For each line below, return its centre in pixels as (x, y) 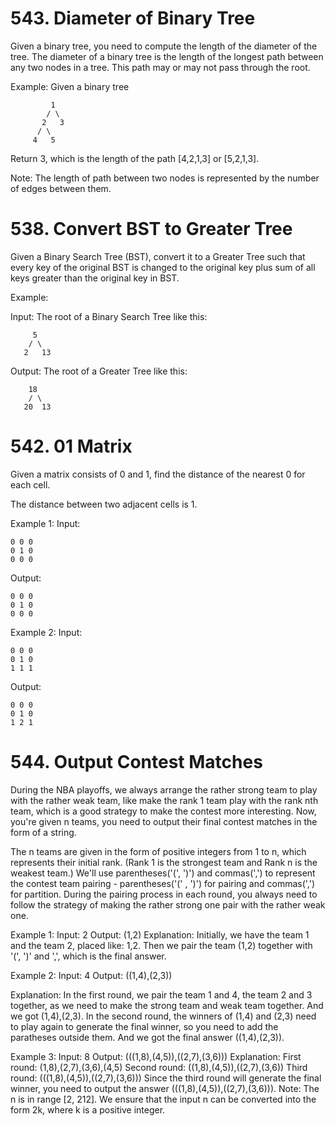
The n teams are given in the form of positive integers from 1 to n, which (158, 851)
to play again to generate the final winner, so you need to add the (144, 1026)
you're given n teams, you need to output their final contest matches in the (164, 821)
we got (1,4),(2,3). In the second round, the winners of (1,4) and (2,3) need (163, 1016)
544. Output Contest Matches (136, 762)
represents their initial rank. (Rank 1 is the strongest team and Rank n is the (164, 862)
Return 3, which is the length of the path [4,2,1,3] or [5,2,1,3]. (135, 158)
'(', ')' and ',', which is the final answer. (88, 956)
